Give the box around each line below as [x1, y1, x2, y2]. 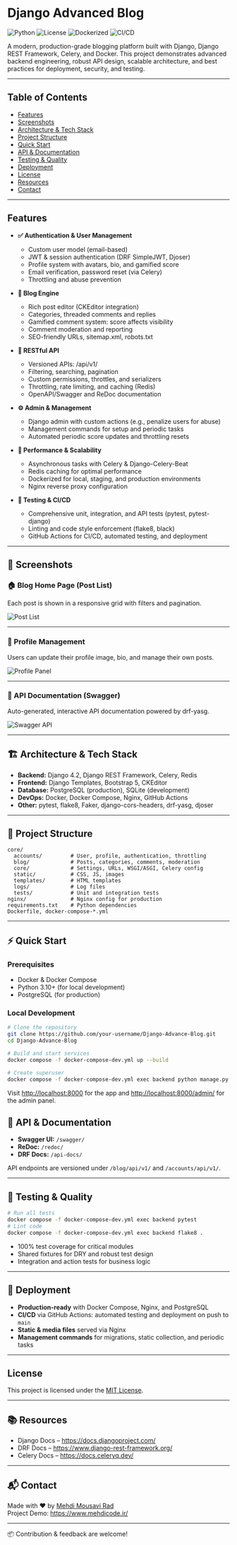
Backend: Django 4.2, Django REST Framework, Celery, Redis [17, 770, 197, 779]
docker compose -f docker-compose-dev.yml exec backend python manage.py [7, 1076, 229, 1083]
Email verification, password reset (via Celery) [28, 267, 162, 276]
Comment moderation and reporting [28, 325, 133, 333]
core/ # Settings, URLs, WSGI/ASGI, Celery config [13, 865, 203, 872]
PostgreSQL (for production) [17, 990, 101, 999]
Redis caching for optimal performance [28, 467, 142, 475]
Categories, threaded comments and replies [28, 310, 157, 318]
